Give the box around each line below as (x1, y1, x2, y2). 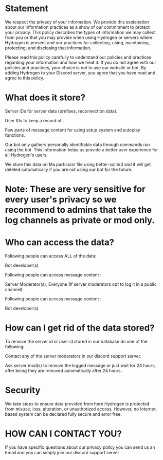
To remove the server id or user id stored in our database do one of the (5, 338, 147, 344)
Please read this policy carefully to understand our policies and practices (5, 54, 152, 60)
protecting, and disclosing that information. (5, 45, 91, 51)
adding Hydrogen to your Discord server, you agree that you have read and (5, 70, 156, 75)
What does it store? (5, 92, 86, 103)
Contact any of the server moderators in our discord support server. (5, 353, 142, 359)
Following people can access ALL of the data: (5, 253, 96, 258)
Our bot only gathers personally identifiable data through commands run (5, 142, 150, 147)
